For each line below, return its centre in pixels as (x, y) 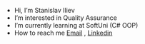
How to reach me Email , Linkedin (63, 33)
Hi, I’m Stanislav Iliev (44, 10)
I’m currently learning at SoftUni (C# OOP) (76, 25)
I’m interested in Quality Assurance (66, 18)
